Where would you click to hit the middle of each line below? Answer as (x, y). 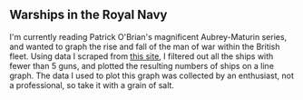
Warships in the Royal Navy (88, 15)
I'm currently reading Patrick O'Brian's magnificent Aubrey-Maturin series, (148, 36)
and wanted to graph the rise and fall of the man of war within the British (145, 46)
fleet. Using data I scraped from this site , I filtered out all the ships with (142, 56)
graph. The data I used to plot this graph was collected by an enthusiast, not (152, 75)
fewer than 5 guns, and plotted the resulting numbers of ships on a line (142, 65)
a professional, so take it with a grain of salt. (92, 85)
